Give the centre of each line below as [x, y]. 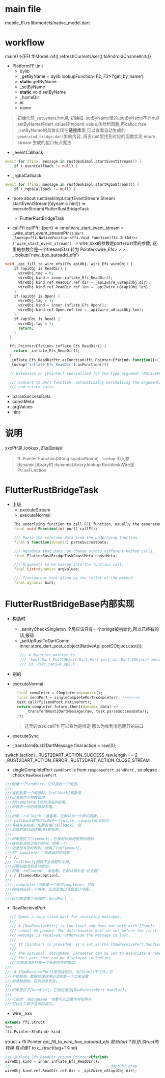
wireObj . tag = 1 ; [36, 301]
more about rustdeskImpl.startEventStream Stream [64, 199]
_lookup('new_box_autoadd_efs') [46, 255]
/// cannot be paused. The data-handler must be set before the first [83, 931]
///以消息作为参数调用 [25, 798]
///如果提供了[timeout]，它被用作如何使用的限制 [50, 839]
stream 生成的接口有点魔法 [44, 142]
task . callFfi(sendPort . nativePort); [54, 702]
